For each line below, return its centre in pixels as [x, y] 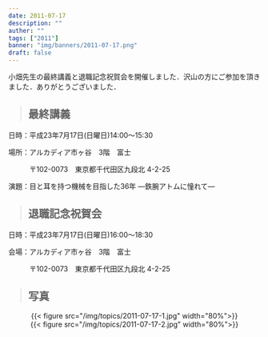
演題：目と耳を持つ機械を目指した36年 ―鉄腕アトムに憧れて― [112, 186]
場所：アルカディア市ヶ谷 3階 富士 [70, 152]
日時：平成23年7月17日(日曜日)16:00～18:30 [81, 235]
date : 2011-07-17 [37, 16]
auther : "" [26, 30]
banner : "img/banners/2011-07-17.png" [73, 46]
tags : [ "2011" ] [34, 38]
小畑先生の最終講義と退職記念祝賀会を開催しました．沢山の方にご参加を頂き [134, 76]
